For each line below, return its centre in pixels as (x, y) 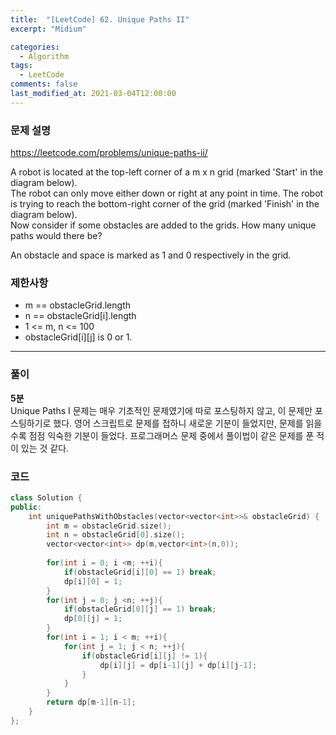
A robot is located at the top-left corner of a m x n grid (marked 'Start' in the (167, 172)
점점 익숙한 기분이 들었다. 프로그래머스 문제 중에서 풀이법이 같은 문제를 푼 (171, 435)
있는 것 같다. (45, 448)
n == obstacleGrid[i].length (80, 316)
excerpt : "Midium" (48, 29)
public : (26, 507)
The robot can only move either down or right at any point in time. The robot (167, 193)
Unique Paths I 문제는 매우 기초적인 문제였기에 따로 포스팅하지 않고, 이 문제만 (161, 410)
